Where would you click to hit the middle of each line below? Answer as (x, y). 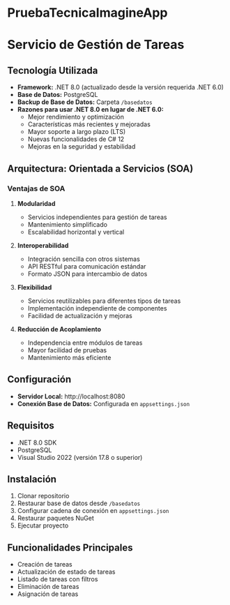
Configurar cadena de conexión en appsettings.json (93, 511)
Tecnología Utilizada (53, 70)
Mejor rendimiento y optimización (76, 117)
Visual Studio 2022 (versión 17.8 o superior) (80, 457)
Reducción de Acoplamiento (59, 329)
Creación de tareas (45, 565)
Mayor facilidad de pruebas (67, 350)
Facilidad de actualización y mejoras (80, 315)
